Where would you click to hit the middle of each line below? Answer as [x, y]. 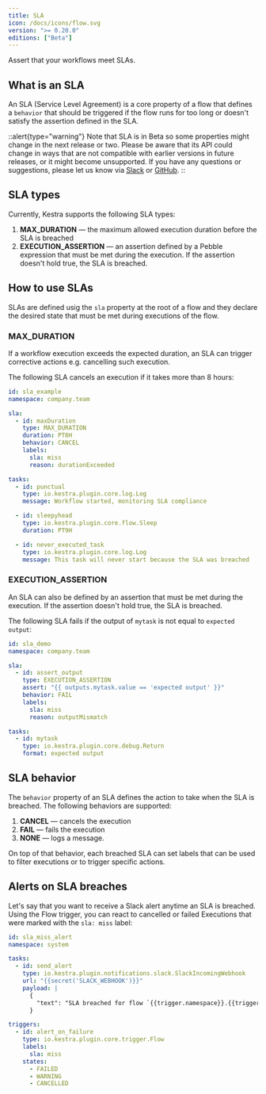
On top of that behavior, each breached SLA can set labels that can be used [132, 853]
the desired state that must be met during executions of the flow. [114, 316]
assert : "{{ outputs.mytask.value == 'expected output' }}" [123, 688]
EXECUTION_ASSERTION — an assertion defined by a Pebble [121, 246]
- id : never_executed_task [60, 545]
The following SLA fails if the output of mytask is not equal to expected [122, 621]
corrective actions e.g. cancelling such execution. [89, 361]
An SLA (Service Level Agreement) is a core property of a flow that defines [131, 105]
